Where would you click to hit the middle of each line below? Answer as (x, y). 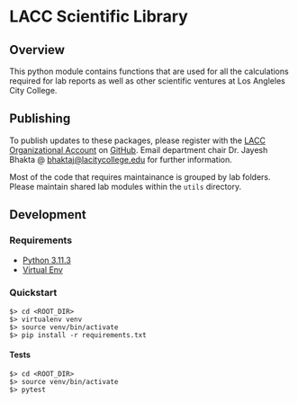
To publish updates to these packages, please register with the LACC (137, 140)
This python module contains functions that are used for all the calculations (149, 71)
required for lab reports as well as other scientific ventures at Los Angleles (147, 81)
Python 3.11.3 (47, 260)
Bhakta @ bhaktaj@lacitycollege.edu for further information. (121, 159)
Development (48, 215)
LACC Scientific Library (99, 17)
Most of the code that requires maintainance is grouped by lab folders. (140, 176)
